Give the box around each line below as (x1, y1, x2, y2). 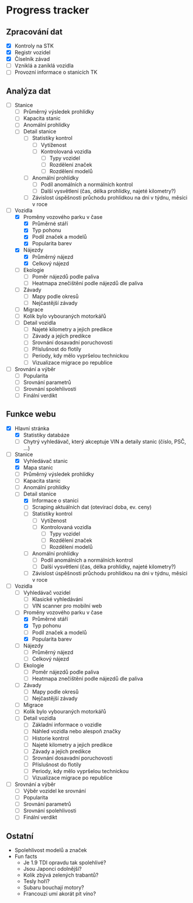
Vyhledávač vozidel (23, 589, 71, 596)
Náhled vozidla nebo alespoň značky (32, 728, 121, 735)
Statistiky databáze (23, 431, 70, 438)
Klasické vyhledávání (32, 596, 83, 603)
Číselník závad (14, 56, 50, 63)
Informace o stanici (32, 497, 79, 504)
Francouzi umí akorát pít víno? (23, 890, 96, 897)
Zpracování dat (6, 27, 63, 37)
